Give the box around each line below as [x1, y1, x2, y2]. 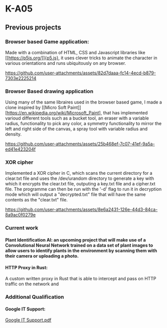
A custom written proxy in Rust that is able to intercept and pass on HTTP [5, 276, 156, 282]
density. [5, 131, 21, 137]
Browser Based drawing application [5, 87, 93, 94]
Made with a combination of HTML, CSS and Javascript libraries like [5, 49, 145, 55]
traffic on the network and [5, 281, 59, 287]
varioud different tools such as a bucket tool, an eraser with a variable [5, 115, 149, 121]
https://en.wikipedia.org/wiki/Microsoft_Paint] [6, 110, 101, 116]
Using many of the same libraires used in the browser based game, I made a [5, 99, 162, 105]
